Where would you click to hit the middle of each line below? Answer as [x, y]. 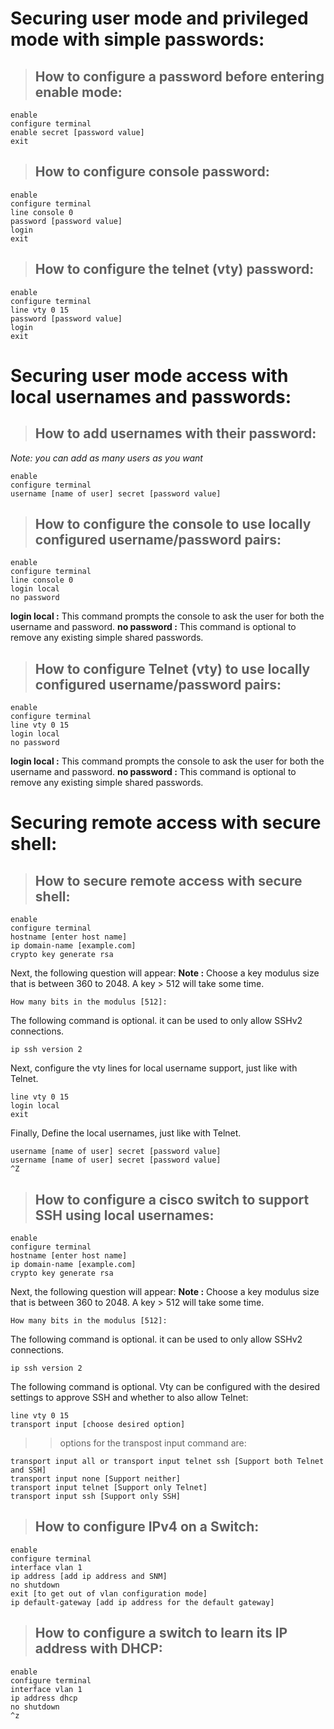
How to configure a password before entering [179, 76]
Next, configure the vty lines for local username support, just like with [154, 1068]
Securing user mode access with [149, 375]
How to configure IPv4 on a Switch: [147, 1527]
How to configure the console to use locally [173, 524]
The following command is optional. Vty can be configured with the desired [165, 1387]
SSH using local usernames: [124, 1215]
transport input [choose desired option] [98, 1425]
